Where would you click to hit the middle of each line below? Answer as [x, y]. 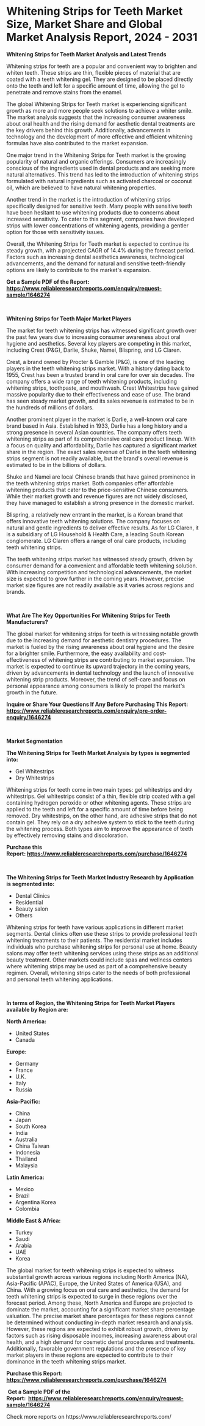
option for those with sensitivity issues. [56, 232]
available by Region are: [37, 1009]
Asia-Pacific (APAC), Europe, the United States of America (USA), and [94, 1283]
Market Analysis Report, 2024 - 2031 [102, 37]
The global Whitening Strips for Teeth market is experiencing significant [97, 104]
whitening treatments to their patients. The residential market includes [94, 940]
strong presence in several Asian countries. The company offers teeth [94, 432]
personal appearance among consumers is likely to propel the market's [95, 686]
